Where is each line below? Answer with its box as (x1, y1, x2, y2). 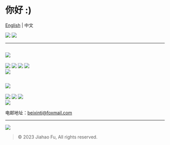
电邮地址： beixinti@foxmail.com (5, 109, 72, 116)
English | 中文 (5, 22, 34, 28)
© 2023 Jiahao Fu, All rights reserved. (17, 134, 98, 140)
